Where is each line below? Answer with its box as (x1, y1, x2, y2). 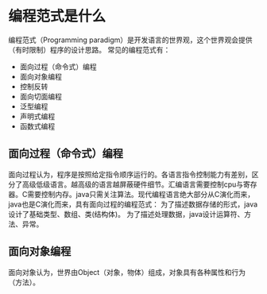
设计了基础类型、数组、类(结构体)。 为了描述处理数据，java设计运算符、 (8, 209, 245, 219)
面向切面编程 (19, 91, 62, 101)
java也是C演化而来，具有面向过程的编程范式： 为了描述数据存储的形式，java (8, 199, 258, 209)
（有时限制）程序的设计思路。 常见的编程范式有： (8, 44, 171, 54)
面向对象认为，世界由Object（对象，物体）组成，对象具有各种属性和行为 (8, 267, 246, 277)
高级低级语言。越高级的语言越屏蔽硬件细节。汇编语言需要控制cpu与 (21, 180, 244, 189)
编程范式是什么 (8, 7, 106, 25)
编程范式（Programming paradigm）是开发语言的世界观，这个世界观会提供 (8, 35, 253, 44)
